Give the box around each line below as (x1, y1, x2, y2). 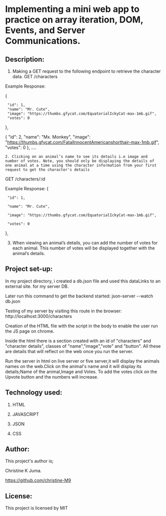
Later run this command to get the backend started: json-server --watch (5, 293, 153, 299)
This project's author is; (5, 458, 54, 464)
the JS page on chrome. (5, 328, 55, 334)
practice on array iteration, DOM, (5, 14, 143, 25)
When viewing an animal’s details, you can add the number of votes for (12, 240, 158, 246)
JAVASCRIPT (12, 411, 39, 417)
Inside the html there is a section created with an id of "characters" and (5, 338, 152, 344)
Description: (5, 55, 45, 63)
